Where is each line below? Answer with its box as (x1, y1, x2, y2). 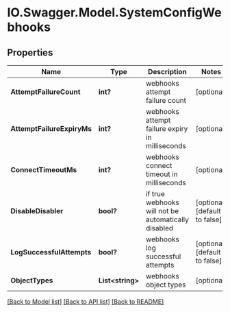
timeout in (146, 169, 178, 179)
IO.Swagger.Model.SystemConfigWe (7, 5, 222, 21)
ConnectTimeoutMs (10, 165, 77, 174)
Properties (7, 47, 53, 58)
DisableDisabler (10, 206, 64, 215)
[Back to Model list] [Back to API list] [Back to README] (7, 298, 164, 306)
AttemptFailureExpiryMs (10, 124, 92, 133)
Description (148, 67, 187, 76)
